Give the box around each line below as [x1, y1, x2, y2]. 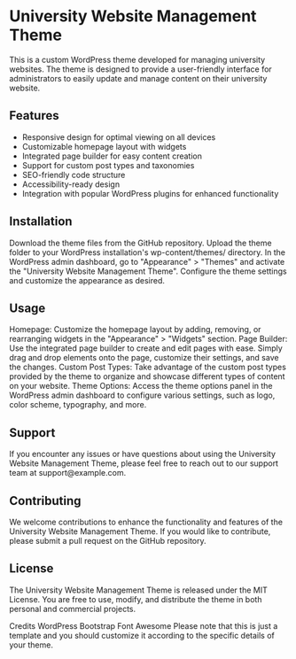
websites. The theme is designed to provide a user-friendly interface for [9, 64, 272, 74]
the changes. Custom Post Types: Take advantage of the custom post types [9, 361, 286, 373]
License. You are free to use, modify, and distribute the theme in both [9, 593, 262, 604]
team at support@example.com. [9, 468, 127, 478]
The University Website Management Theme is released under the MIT [9, 585, 268, 595]
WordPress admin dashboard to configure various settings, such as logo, [9, 390, 276, 400]
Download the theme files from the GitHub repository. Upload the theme [9, 237, 272, 248]
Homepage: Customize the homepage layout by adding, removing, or [9, 324, 261, 335]
